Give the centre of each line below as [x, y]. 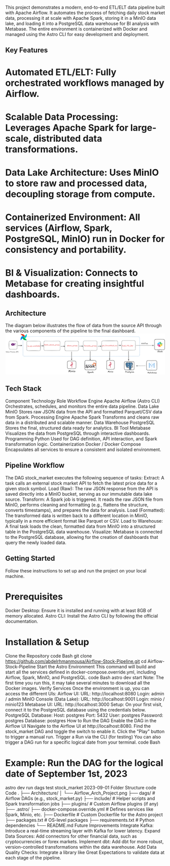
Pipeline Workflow [35, 466]
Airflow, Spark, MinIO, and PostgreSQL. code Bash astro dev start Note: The [84, 678]
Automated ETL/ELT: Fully [61, 72]
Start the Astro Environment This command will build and [96, 667]
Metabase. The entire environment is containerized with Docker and [76, 29]
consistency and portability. [66, 250]
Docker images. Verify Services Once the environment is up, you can [77, 688]
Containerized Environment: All [73, 217]
